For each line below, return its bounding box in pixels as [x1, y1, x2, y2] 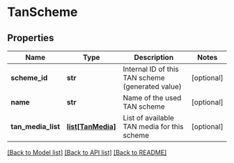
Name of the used [123, 93, 182, 102]
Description [134, 53, 174, 62]
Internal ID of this [123, 64, 179, 74]
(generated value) [123, 81, 182, 91]
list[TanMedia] [66, 122, 116, 131]
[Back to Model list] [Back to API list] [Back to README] [7, 148, 167, 157]
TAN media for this [123, 122, 184, 131]
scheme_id [10, 73, 48, 82]
